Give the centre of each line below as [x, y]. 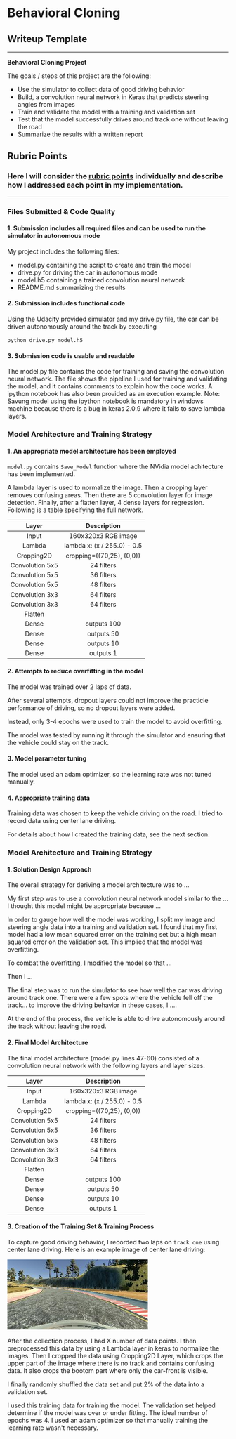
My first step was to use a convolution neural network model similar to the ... [118, 899]
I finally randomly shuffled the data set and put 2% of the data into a [106, 1384]
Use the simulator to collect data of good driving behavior [101, 90]
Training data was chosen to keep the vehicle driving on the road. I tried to [115, 813]
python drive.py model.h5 [45, 341]
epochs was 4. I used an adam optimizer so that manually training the [108, 1420]
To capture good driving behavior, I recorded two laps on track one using [113, 1242]
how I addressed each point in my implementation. [95, 185]
